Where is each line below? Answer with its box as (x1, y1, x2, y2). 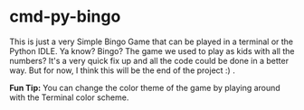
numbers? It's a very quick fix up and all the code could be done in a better (9, 55, 290, 66)
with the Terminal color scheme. (9, 92, 129, 103)
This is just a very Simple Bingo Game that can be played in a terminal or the (9, 36, 294, 47)
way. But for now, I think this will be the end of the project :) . (9, 65, 235, 76)
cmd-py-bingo (9, 6, 121, 27)
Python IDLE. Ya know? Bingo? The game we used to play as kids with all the (9, 45, 295, 56)
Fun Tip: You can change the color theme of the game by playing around (9, 82, 280, 93)
